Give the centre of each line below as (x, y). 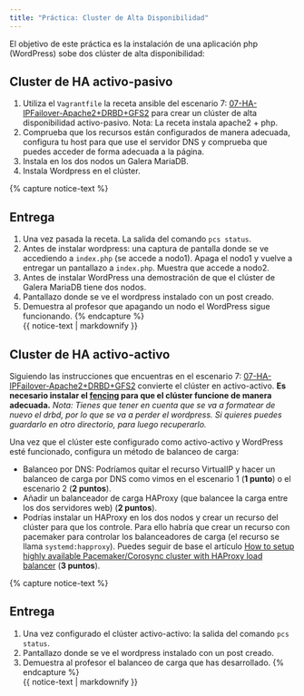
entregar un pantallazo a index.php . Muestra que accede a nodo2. (146, 268)
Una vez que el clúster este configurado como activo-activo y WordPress (147, 442)
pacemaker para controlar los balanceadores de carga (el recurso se (151, 537)
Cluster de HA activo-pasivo (91, 82)
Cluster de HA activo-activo (90, 354)
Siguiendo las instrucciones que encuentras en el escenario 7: (126, 377)
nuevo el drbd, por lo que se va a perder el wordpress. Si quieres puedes (146, 415)
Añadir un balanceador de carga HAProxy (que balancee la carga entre (155, 498)
